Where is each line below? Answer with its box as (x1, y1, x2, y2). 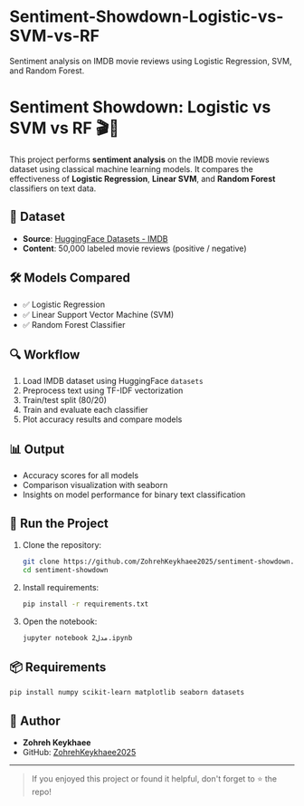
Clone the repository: (22, 539, 102, 550)
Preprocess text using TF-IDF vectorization (22, 385, 184, 396)
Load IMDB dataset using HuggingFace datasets (22, 376, 204, 387)
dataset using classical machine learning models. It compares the (9, 163, 253, 174)
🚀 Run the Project (9, 515, 109, 531)
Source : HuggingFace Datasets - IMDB (22, 233, 169, 244)
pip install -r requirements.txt (22, 600, 149, 609)
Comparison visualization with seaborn (22, 480, 168, 491)
